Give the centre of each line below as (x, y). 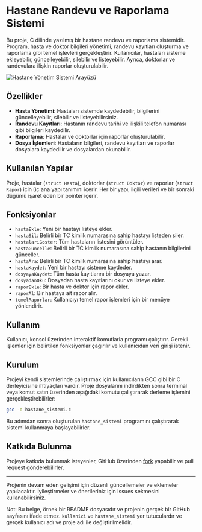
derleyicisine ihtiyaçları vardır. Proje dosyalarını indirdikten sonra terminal (97, 386)
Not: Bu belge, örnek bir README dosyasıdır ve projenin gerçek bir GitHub (98, 509)
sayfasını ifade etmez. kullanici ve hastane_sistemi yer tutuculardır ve (94, 516)
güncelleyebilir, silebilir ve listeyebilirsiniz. (66, 117)
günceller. (27, 255)
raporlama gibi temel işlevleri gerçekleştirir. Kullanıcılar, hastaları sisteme (96, 52)
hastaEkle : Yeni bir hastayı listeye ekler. (64, 229)
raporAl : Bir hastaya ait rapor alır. (56, 293)
